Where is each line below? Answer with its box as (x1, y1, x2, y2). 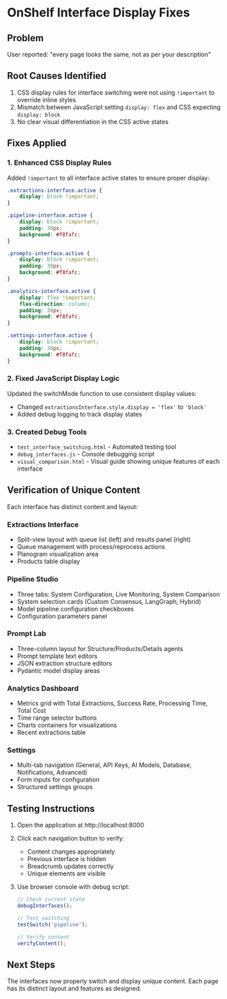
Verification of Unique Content (7, 484, 140, 496)
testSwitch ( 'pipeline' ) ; (16, 921, 88, 928)
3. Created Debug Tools (7, 427, 88, 436)
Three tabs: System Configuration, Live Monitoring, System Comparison (16, 590, 220, 598)
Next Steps (7, 959, 55, 970)
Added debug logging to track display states (16, 410, 142, 418)
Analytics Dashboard (7, 683, 79, 693)
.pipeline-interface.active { (7, 212, 94, 219)
